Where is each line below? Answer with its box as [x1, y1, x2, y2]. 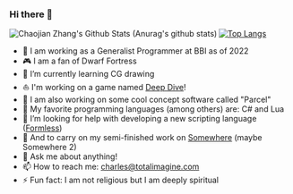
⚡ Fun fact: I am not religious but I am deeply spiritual [22, 174, 220, 186]
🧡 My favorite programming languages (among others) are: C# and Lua [22, 104, 285, 114]
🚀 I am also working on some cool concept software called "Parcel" [22, 94, 271, 105]
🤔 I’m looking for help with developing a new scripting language [22, 114, 257, 124]
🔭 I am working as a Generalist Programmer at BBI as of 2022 [22, 46, 249, 56]
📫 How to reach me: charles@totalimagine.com [22, 161, 200, 173]
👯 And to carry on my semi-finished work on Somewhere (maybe [22, 132, 263, 143]
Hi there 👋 [9, 8, 54, 21]
